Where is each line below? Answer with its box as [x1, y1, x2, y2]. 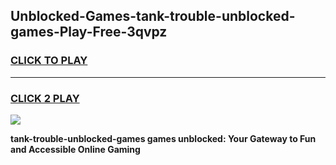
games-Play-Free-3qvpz [10, 24, 168, 41]
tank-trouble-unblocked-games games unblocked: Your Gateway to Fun [10, 132, 317, 144]
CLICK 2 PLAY [10, 91, 80, 105]
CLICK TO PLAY [10, 54, 88, 68]
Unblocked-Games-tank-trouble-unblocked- [10, 8, 296, 25]
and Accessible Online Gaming [10, 143, 141, 155]
